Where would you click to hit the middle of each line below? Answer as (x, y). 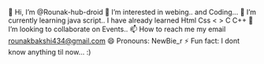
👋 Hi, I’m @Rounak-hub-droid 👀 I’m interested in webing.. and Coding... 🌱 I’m (132, 12)
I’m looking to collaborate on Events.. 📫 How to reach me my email (117, 29)
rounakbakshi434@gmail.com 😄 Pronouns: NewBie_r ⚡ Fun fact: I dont (124, 41)
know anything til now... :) (50, 52)
